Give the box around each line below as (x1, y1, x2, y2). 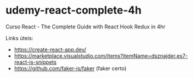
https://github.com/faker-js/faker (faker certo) (14, 64, 127, 71)
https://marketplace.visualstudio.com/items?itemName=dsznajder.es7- (14, 52, 188, 59)
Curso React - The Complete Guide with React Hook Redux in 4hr (5, 23, 166, 30)
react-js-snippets (14, 58, 57, 66)
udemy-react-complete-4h (5, 4, 142, 17)
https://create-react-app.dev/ (14, 45, 87, 53)
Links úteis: (5, 34, 34, 41)
